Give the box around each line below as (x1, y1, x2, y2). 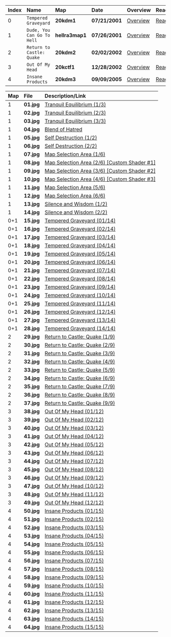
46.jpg (23, 474, 40, 481)
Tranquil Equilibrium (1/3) (44, 101, 106, 108)
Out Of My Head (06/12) (44, 449, 104, 456)
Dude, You (26, 28, 50, 33)
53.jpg (23, 532, 40, 539)
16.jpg (23, 226, 40, 232)
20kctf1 (55, 64, 75, 70)
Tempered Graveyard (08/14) (44, 275, 116, 282)
